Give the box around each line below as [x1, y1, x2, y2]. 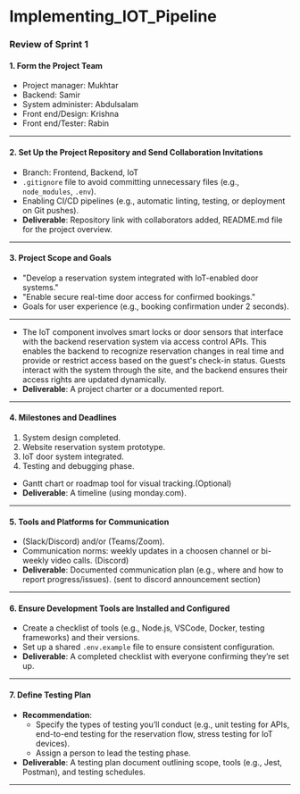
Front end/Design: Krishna [21, 109, 119, 120]
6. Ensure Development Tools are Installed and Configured [9, 603, 230, 614]
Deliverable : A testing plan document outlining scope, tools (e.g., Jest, [21, 756, 283, 767]
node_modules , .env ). [21, 186, 96, 196]
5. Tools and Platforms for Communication [9, 516, 170, 527]
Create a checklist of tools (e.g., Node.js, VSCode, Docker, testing [21, 623, 265, 633]
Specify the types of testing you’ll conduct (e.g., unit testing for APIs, [35, 719, 290, 730]
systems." [21, 281, 60, 292]
